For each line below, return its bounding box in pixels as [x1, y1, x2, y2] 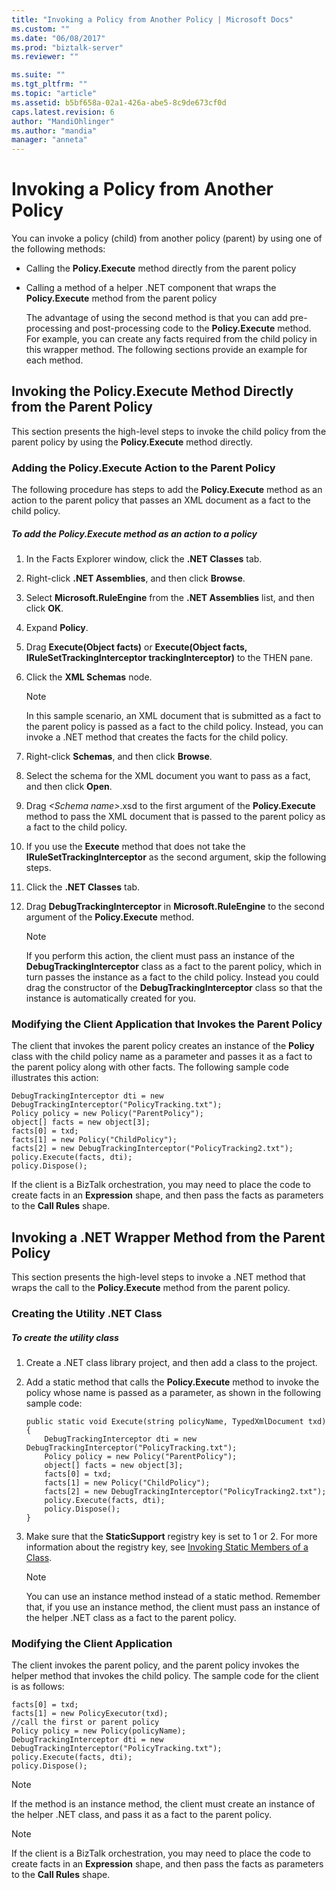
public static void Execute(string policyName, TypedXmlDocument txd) [25, 1417, 327, 1427]
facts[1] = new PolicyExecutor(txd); [11, 1709, 169, 1719]
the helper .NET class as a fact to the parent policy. [25, 1612, 237, 1624]
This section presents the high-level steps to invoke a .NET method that [11, 1271, 306, 1283]
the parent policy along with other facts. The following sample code [11, 1061, 289, 1073]
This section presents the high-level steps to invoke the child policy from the [11, 425, 327, 437]
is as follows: [11, 1681, 65, 1693]
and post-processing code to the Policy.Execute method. [74, 322, 312, 335]
